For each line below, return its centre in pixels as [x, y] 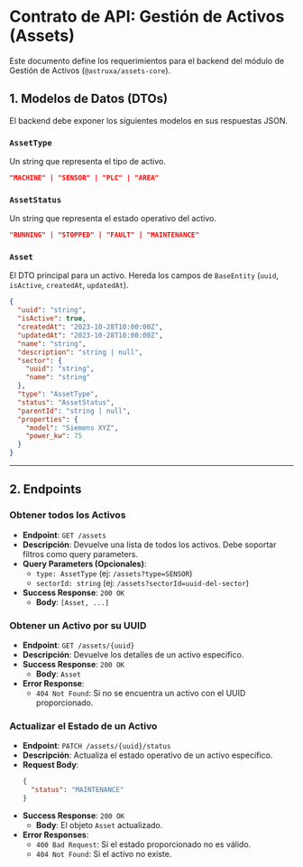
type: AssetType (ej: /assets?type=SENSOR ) [114, 573]
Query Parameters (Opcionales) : [84, 564]
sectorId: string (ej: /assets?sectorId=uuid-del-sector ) [142, 583]
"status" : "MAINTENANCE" [78, 790]
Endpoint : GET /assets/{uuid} [78, 645]
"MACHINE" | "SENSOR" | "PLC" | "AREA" [84, 178]
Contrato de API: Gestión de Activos [147, 17]
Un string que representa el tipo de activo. [88, 162]
